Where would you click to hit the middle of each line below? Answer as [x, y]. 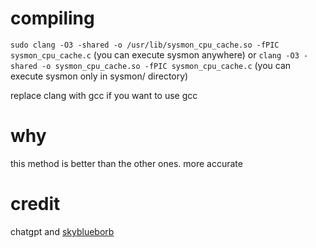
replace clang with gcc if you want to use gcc [104, 95]
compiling [52, 18]
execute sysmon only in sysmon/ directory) [99, 76]
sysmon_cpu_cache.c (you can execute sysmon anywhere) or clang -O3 [155, 54]
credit [35, 204]
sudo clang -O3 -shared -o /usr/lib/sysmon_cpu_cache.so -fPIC [145, 45]
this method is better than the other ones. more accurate [126, 163]
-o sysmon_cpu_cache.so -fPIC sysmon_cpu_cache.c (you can [166, 65]
